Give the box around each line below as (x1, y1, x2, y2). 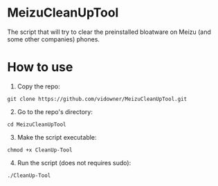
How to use (7, 59, 73, 75)
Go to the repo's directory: (17, 107, 93, 115)
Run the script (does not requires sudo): (17, 158, 131, 167)
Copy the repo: (17, 82, 60, 91)
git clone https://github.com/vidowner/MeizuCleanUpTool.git (7, 95, 188, 102)
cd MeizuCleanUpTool (7, 121, 67, 128)
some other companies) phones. (7, 35, 100, 43)
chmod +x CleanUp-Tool (7, 147, 73, 154)
